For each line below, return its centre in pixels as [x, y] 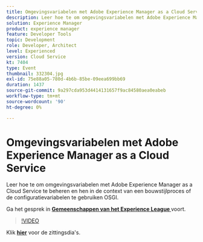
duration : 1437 [25, 85]
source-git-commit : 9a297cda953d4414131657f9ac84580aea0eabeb [86, 91]
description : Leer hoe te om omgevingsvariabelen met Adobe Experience [98, 18]
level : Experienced [31, 51]
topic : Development [31, 40]
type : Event [21, 68]
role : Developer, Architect [42, 46]
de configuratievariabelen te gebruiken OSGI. [63, 197]
